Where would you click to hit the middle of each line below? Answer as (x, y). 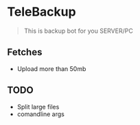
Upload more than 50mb (51, 68)
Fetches (25, 52)
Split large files (38, 107)
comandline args (41, 114)
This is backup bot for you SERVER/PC (79, 31)
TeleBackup (42, 12)
